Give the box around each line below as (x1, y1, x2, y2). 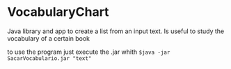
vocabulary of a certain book (7, 34, 90, 42)
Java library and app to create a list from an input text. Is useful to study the (7, 27, 225, 35)
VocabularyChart (7, 4, 109, 20)
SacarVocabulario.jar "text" (7, 55, 92, 62)
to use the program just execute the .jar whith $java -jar (7, 48, 170, 56)
